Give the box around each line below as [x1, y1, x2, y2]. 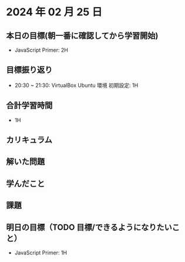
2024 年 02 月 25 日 [6, 5, 103, 19]
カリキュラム [6, 135, 53, 145]
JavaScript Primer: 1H [14, 249, 68, 256]
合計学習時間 [6, 100, 53, 110]
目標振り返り [6, 65, 53, 75]
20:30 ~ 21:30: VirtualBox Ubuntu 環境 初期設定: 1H [14, 82, 139, 89]
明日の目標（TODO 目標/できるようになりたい [6, 222, 172, 232]
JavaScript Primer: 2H [14, 46, 69, 53]
